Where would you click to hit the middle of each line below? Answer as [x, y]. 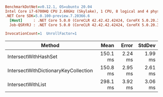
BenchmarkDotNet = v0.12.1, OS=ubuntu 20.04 [49, 7]
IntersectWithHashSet [33, 57]
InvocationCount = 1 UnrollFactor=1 [41, 34]
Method [50, 46]
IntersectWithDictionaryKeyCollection [50, 71]
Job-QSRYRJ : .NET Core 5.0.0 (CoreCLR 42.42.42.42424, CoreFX [74, 25]
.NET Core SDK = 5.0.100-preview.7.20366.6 [48, 16]
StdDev [147, 46]
